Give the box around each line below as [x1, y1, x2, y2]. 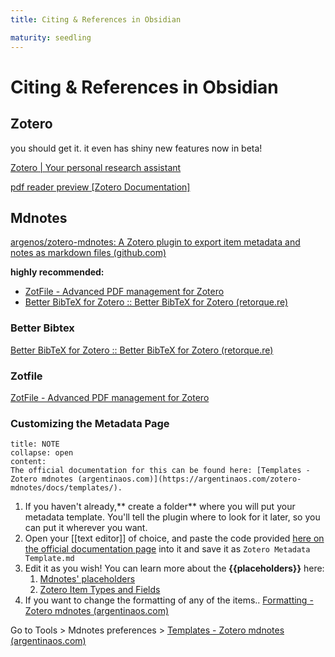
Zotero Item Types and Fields [39, 584, 161, 596]
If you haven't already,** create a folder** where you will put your [24, 501, 296, 513]
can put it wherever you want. [24, 522, 148, 534]
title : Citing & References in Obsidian [10, 14, 182, 25]
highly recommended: [10, 266, 105, 278]
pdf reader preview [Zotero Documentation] [10, 181, 191, 193]
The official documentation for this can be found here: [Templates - [10, 466, 311, 476]
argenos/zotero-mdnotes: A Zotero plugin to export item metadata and [10, 236, 301, 248]
